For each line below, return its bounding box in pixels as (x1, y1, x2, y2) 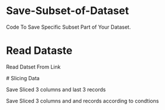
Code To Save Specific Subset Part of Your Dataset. (6, 23, 131, 30)
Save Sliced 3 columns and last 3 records (6, 86, 106, 93)
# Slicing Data (6, 74, 40, 81)
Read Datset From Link (6, 63, 61, 70)
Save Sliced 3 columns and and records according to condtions (6, 97, 159, 104)
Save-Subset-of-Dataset (6, 4, 129, 18)
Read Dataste (6, 44, 73, 57)
